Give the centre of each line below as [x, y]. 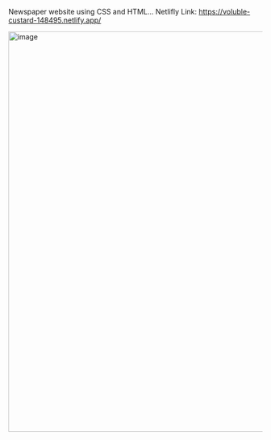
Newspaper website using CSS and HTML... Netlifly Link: [103, 12]
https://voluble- [225, 12]
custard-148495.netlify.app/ [55, 20]
